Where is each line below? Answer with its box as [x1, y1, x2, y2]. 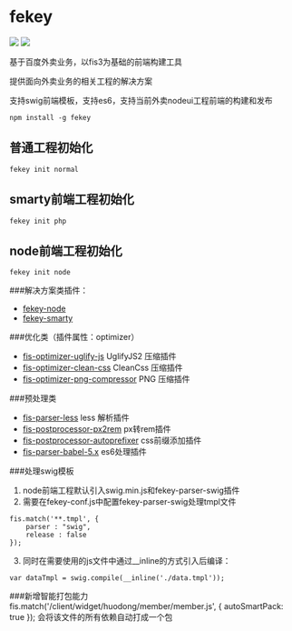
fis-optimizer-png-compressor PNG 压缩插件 [22, 374, 190, 385]
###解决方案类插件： [9, 285, 89, 296]
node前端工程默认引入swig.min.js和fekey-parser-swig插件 [22, 485, 240, 496]
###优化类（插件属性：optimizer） [9, 332, 140, 343]
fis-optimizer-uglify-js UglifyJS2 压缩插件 [22, 351, 177, 362]
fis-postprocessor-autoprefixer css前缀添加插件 [22, 435, 202, 446]
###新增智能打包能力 [9, 591, 89, 602]
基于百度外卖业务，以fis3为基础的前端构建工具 [9, 56, 183, 67]
